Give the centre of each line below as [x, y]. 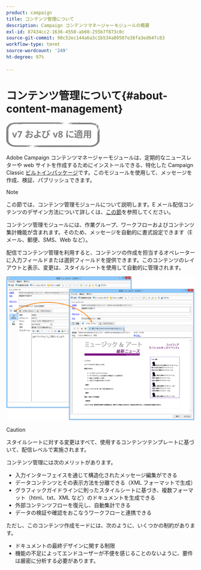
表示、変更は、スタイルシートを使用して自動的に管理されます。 [106, 267]
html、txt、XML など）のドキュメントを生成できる [93, 497]
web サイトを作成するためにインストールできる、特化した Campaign [108, 165]
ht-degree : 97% [25, 57]
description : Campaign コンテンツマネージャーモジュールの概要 [78, 25]
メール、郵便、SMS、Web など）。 [49, 240]
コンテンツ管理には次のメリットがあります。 [61, 462]
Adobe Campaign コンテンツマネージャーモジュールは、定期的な [86, 157]
